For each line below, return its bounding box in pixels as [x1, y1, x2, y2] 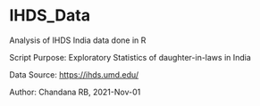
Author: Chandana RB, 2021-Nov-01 [9, 86, 141, 97]
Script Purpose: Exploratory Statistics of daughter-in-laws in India [9, 52, 252, 62]
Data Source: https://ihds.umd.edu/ [9, 69, 139, 80]
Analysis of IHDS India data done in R [9, 35, 147, 45]
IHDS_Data [9, 5, 91, 26]
